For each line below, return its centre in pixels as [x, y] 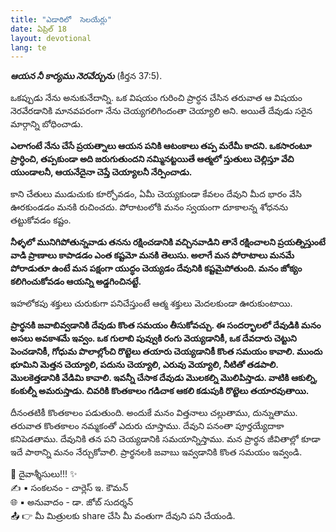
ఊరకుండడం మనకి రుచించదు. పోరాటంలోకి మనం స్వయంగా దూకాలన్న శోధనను [149, 207]
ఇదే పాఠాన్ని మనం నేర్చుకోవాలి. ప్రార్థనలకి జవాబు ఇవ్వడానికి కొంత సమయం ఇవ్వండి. [156, 452]
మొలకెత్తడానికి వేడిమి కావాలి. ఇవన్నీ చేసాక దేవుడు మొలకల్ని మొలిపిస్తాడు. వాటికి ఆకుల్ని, [164, 378]
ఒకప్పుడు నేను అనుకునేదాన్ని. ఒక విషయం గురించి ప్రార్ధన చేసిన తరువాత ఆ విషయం [156, 98]
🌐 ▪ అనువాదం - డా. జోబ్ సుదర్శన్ [72, 502]
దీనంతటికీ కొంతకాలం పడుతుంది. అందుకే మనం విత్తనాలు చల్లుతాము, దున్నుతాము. [154, 413]
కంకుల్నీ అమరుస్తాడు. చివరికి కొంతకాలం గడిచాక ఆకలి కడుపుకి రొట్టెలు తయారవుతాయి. [160, 391]
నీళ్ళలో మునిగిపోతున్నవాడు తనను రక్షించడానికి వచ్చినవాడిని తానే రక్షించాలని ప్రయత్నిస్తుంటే [168, 242]
